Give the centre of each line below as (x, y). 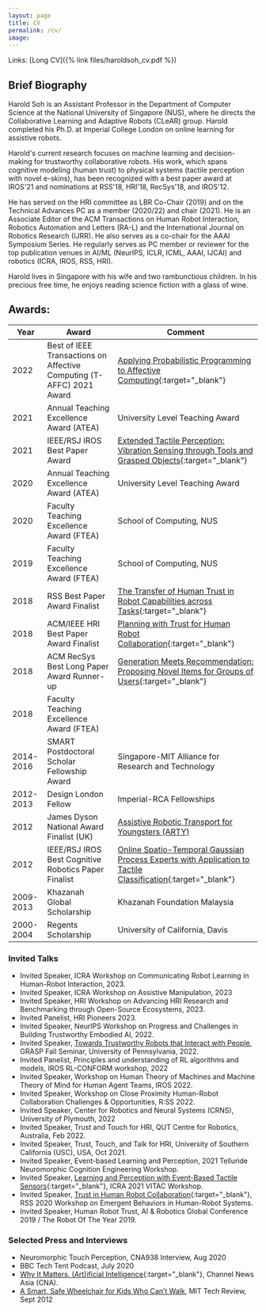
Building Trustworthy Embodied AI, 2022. (87, 1035)
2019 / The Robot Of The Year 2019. (78, 1220)
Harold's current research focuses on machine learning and (106, 153)
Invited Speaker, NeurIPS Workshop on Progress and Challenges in (129, 1026)
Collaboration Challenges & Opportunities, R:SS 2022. (107, 1102)
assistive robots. (35, 138)
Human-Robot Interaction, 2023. (72, 984)
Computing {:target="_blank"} (172, 379)
